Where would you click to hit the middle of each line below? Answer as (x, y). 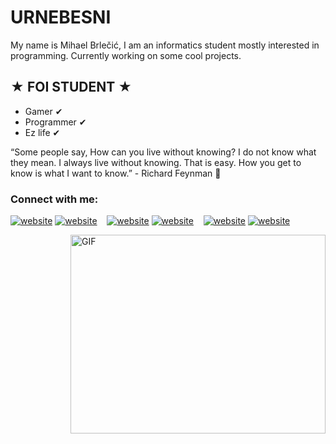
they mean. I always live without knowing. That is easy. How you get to (156, 162)
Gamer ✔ (43, 111)
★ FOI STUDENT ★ (71, 87)
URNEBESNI (61, 17)
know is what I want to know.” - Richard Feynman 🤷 (116, 173)
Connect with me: (54, 199)
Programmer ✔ (55, 122)
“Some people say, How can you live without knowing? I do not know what (163, 152)
